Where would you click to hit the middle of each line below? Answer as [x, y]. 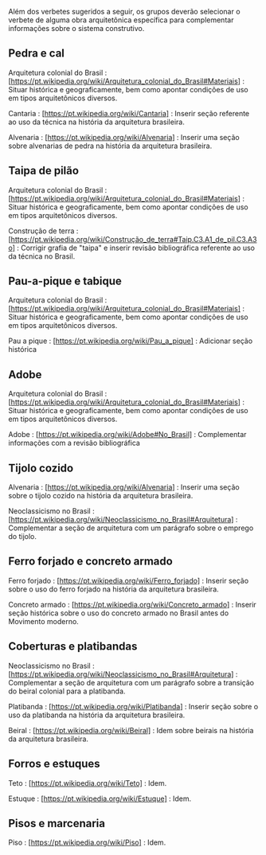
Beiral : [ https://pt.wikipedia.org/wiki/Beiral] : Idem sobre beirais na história [131, 730]
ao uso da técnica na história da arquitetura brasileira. [96, 122]
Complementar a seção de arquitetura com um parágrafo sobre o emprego [131, 528]
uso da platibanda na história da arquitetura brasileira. [97, 715]
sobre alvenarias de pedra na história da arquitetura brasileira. [110, 146]
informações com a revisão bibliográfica [74, 443]
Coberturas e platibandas [73, 647]
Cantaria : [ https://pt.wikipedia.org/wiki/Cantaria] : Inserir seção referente [129, 113]
